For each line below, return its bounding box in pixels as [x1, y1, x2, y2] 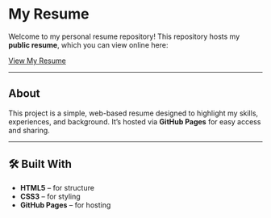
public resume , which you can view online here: [8, 40, 169, 49]
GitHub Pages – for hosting [19, 199, 111, 210]
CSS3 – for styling [19, 191, 81, 201]
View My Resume [8, 56, 66, 65]
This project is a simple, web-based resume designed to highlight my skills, [8, 108, 259, 118]
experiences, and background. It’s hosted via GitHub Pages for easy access [8, 116, 261, 126]
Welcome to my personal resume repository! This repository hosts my [8, 31, 240, 41]
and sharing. [8, 125, 50, 135]
